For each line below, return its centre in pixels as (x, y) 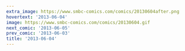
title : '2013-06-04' (32, 39)
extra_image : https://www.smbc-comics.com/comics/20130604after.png (93, 11)
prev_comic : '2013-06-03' (38, 33)
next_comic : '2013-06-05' (38, 28)
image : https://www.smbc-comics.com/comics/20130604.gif (78, 22)
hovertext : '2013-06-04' (37, 17)
